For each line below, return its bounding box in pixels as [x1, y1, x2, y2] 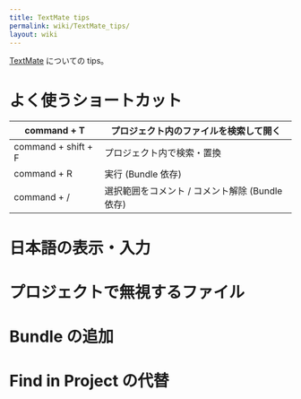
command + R [13, 168, 73, 180]
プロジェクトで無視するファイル [9, 282, 245, 302]
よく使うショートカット [9, 91, 183, 110]
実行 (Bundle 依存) [104, 168, 182, 180]
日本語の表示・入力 [9, 238, 151, 258]
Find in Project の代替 [9, 371, 170, 391]
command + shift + [13, 141, 94, 153]
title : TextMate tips [9, 13, 90, 22]
